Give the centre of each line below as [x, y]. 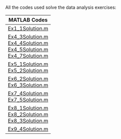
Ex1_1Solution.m [28, 29]
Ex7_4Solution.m [28, 93]
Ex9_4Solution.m [28, 129]
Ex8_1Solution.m [28, 108]
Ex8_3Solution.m [28, 121]
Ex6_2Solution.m [28, 79]
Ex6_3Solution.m [28, 85]
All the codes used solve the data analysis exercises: [61, 7]
